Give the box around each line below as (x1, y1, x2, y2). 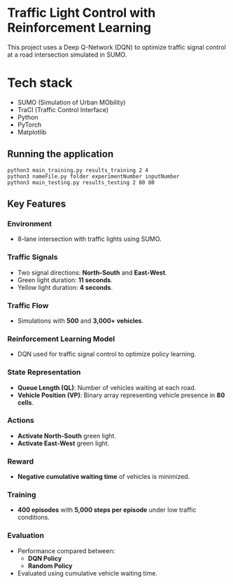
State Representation (7, 368, 81, 377)
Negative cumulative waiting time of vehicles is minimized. (17, 473, 190, 481)
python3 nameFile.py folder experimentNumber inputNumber (7, 173, 180, 180)
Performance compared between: (17, 546, 115, 555)
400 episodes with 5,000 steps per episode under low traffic (17, 506, 197, 514)
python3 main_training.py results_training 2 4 (7, 167, 149, 174)
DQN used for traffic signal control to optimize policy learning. (17, 350, 197, 359)
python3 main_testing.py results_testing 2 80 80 (7, 179, 155, 186)
